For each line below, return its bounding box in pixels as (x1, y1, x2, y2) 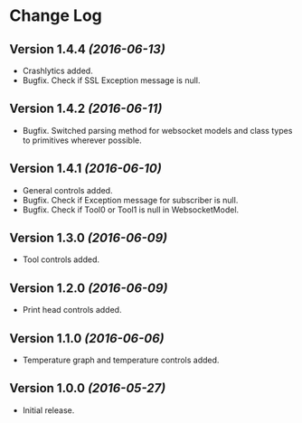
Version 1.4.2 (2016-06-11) (9, 101, 163, 117)
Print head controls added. (22, 305, 122, 315)
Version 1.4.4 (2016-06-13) (9, 42, 165, 57)
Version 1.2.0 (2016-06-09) (9, 280, 168, 296)
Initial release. (22, 404, 75, 416)
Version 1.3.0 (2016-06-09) (9, 230, 168, 246)
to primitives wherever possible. (22, 135, 142, 146)
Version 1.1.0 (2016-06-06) (9, 331, 165, 346)
